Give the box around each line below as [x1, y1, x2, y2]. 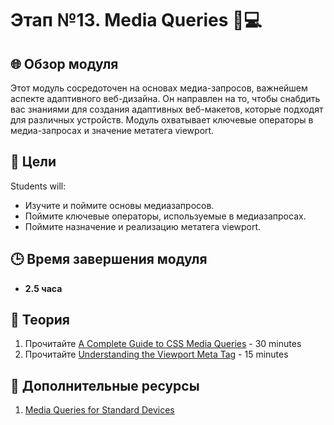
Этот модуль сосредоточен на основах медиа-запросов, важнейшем [10, 82, 308, 94]
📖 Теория [10, 312, 70, 329]
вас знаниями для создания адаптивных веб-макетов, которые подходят [10, 103, 324, 115]
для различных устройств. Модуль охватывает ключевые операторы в [10, 114, 314, 126]
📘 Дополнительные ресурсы [10, 377, 200, 394]
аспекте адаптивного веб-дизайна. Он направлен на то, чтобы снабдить [10, 93, 321, 104]
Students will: [10, 180, 67, 192]
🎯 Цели [10, 153, 57, 171]
